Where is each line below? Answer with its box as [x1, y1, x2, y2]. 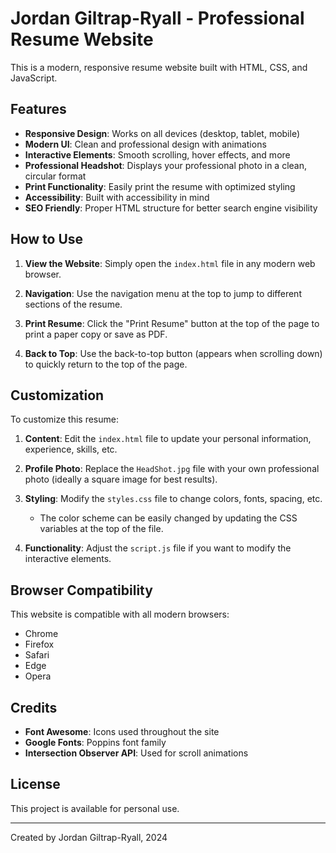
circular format [24, 170, 87, 182]
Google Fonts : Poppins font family [24, 737, 167, 748]
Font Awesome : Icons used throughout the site [24, 726, 220, 737]
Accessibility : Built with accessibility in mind [24, 191, 210, 203]
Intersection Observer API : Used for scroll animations [24, 747, 249, 759]
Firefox [24, 638, 55, 651]
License [10, 776, 61, 793]
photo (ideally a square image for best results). [24, 473, 218, 486]
